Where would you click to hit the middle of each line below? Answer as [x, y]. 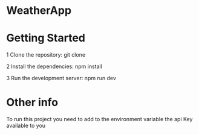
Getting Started [46, 38]
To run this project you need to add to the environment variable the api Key [99, 119]
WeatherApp [39, 11]
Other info [32, 102]
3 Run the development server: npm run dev [61, 78]
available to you [26, 126]
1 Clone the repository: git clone [46, 55]
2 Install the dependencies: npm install [54, 66]
